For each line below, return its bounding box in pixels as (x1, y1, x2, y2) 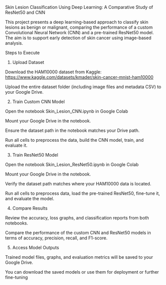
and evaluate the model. (5, 196, 55, 201)
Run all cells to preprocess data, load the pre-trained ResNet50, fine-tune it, (5, 190, 160, 196)
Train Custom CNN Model (12, 99, 65, 105)
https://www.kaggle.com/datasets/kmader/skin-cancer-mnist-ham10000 (5, 74, 154, 80)
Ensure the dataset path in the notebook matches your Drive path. (5, 127, 140, 133)
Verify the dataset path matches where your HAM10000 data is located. (5, 181, 152, 186)
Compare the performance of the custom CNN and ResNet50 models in (5, 230, 151, 235)
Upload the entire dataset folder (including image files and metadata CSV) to (5, 84, 162, 90)
